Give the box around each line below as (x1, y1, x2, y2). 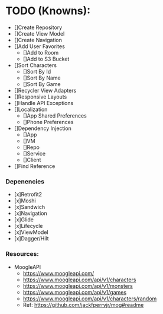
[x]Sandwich (14, 204, 45, 211)
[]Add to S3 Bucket (22, 55, 70, 62)
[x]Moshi (14, 197, 36, 204)
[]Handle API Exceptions (14, 99, 74, 106)
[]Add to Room (22, 49, 59, 56)
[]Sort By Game (22, 80, 61, 87)
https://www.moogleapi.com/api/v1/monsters (22, 282, 133, 289)
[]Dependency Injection (14, 125, 72, 132)
